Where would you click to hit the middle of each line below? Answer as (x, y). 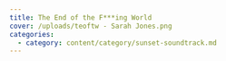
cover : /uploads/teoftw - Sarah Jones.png (91, 26)
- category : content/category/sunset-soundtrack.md (118, 43)
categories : (32, 34)
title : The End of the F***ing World (81, 17)
